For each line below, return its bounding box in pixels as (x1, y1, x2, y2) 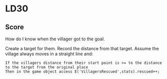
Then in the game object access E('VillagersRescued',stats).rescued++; (5, 69, 160, 74)
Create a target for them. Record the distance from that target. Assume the (5, 46, 159, 51)
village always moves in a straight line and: (5, 51, 93, 57)
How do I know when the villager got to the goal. (5, 36, 105, 42)
